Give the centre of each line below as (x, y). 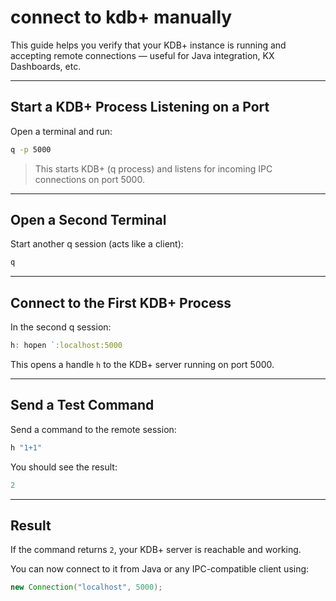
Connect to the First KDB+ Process (121, 302)
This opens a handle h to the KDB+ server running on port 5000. (142, 364)
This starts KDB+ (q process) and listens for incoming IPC (153, 168)
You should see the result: (64, 467)
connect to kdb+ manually (121, 17)
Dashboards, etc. (46, 66)
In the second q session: (61, 327)
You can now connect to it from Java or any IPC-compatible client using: (160, 569)
